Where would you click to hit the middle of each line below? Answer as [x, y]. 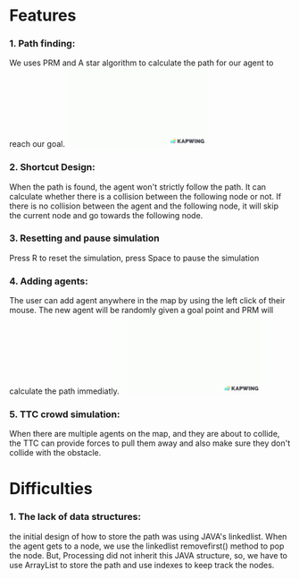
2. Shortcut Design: [52, 167]
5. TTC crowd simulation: [65, 414]
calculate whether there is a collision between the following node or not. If [145, 196]
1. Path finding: [42, 44]
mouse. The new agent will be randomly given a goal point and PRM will [141, 311]
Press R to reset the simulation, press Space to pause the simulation [134, 258]
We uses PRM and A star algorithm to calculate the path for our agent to [141, 63]
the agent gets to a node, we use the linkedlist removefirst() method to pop [147, 546]
